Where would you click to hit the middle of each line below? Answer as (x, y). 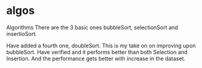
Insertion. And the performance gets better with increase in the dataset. (96, 58)
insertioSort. (22, 33)
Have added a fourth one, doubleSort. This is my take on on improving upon (101, 46)
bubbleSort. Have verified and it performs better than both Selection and (97, 52)
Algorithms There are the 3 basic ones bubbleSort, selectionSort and (92, 27)
